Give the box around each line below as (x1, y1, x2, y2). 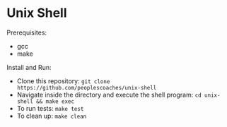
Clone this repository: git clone (16, 76, 110, 85)
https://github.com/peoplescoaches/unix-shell (16, 84, 157, 91)
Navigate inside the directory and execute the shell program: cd (16, 90, 202, 99)
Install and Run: (6, 63, 52, 71)
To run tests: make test (16, 104, 84, 112)
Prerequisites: (6, 28, 47, 37)
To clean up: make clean (16, 111, 87, 120)
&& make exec (35, 97, 75, 105)
